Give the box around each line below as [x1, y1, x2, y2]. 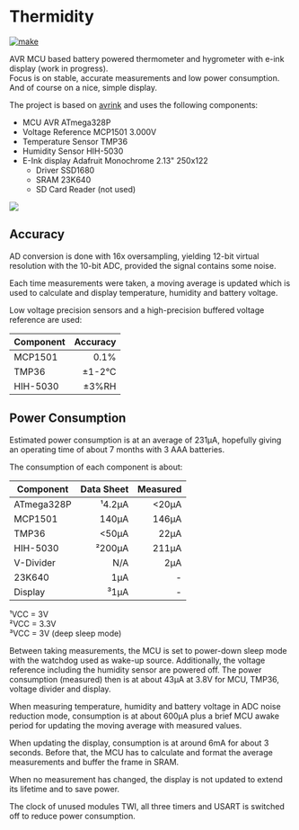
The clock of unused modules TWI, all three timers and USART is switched [9, 800, 285, 811]
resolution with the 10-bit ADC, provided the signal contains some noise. [9, 260, 277, 271]
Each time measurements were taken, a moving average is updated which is [9, 277, 291, 289]
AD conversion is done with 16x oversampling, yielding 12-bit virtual [9, 250, 259, 262]
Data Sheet [80, 483, 129, 495]
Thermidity [9, 6, 94, 27]
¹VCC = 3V [9, 609, 49, 620]
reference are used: [9, 314, 83, 325]
